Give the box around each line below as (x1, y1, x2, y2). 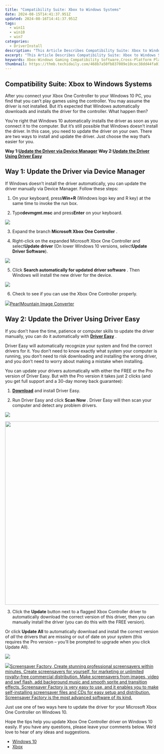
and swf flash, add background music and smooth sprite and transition (5, 679, 147, 685)
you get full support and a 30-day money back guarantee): (5, 378, 123, 384)
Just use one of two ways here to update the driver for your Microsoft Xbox (5, 704, 157, 710)
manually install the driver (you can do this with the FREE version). (12, 619, 145, 625)
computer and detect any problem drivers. (12, 402, 98, 408)
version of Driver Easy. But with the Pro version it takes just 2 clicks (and (5, 373, 151, 379)
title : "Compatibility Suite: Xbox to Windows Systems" (5, 7, 121, 12)
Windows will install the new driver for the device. (12, 272, 112, 278)
